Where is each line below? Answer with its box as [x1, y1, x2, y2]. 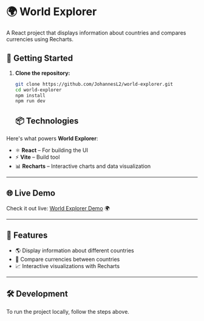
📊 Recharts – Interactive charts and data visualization [15, 162, 151, 170]
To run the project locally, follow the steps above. [6, 308, 129, 315]
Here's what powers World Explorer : [6, 135, 98, 142]
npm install [15, 92, 46, 98]
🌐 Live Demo [6, 188, 56, 198]
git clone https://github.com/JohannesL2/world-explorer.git [15, 81, 174, 87]
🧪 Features [6, 230, 48, 241]
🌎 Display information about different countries [15, 247, 135, 254]
